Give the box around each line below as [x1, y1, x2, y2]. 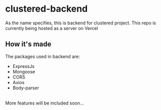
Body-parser [12, 85, 39, 91]
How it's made [5, 40, 52, 49]
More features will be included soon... [5, 100, 84, 106]
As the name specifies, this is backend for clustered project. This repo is [5, 20, 156, 26]
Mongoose [12, 68, 35, 75]
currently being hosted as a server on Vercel [5, 25, 98, 31]
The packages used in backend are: [5, 53, 80, 59]
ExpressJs [12, 63, 34, 69]
